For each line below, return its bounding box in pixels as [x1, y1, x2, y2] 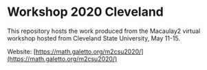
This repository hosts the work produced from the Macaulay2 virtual [7, 27, 201, 35]
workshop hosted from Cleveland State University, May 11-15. [7, 34, 181, 42]
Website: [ [7, 47, 36, 56]
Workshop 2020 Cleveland [7, 4, 164, 20]
